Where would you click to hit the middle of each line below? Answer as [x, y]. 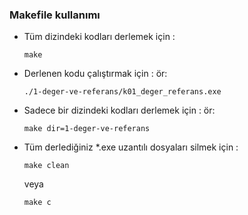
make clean [46, 166]
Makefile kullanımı [55, 15]
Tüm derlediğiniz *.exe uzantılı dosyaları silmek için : [131, 147]
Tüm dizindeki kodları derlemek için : [99, 37]
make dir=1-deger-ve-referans [87, 129]
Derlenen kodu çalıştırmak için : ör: [95, 74]
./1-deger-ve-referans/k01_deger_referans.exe [122, 92]
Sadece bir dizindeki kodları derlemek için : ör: [119, 110]
